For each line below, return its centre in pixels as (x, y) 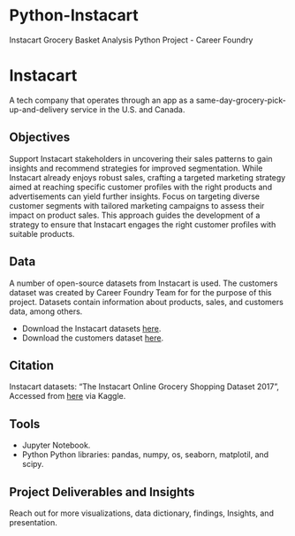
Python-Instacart (74, 15)
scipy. (33, 464)
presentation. (33, 522)
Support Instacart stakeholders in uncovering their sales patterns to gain (141, 158)
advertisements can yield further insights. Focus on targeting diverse (135, 196)
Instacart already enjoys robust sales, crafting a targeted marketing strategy (147, 177)
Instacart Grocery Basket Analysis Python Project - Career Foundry (131, 40)
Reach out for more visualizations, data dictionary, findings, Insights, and (141, 513)
